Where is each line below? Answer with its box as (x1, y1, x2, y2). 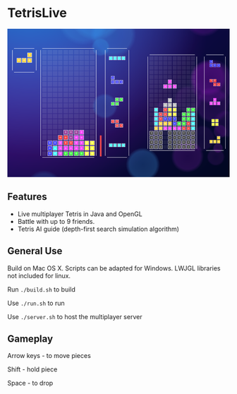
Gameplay (7, 333, 54, 345)
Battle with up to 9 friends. (17, 217, 95, 225)
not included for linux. (7, 271, 71, 280)
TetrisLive (7, 5, 67, 21)
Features (7, 191, 47, 203)
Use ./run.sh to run (7, 299, 65, 307)
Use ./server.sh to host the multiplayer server (7, 312, 142, 321)
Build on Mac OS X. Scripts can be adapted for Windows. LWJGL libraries (7, 263, 221, 273)
